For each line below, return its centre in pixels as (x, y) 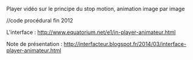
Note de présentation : (34, 44)
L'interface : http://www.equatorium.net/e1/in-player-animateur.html (91, 32)
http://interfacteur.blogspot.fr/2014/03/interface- (125, 44)
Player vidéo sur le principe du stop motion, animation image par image (96, 9)
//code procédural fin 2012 (40, 20)
